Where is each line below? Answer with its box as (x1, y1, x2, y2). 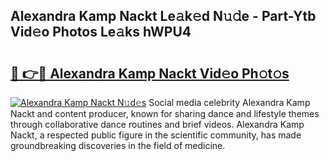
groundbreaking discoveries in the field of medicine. (10, 140, 226, 151)
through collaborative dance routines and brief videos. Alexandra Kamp (10, 119, 305, 130)
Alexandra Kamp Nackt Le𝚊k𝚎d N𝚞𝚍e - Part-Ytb (10, 8, 317, 25)
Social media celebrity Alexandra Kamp (148, 97, 311, 108)
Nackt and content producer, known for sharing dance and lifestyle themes (10, 108, 320, 119)
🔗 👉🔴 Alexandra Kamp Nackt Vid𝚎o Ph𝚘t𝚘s (10, 65, 290, 82)
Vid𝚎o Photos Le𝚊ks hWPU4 (10, 24, 192, 41)
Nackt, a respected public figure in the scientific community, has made (10, 129, 302, 141)
